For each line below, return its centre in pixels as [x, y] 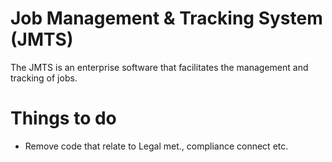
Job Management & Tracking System [166, 18]
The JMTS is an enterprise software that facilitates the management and [159, 67]
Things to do [63, 118]
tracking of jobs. [44, 78]
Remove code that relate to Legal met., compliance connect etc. [156, 146]
